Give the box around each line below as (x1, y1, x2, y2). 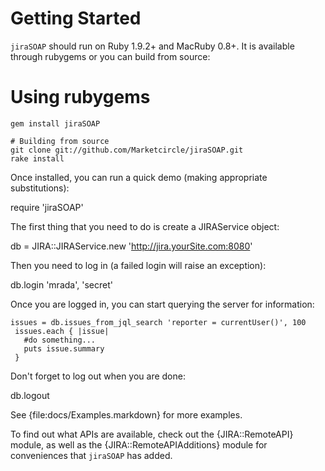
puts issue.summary (23, 343, 105, 354)
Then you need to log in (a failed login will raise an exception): (10, 259, 267, 271)
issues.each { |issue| (14, 326, 110, 336)
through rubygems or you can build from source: (10, 50, 211, 62)
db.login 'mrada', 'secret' (10, 278, 113, 291)
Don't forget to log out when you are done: (10, 370, 186, 382)
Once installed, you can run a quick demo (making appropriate (10, 171, 268, 183)
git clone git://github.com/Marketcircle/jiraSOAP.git (10, 145, 244, 155)
